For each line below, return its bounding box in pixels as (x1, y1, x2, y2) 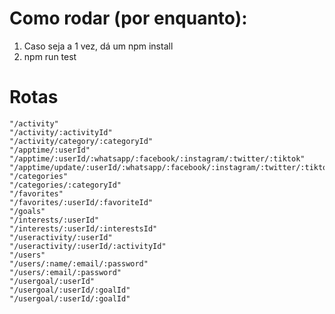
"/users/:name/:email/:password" (9, 258, 149, 269)
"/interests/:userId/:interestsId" (9, 223, 158, 234)
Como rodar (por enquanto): (9, 7, 248, 30)
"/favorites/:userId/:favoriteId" (9, 197, 154, 207)
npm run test (23, 50, 77, 62)
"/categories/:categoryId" (9, 180, 122, 190)
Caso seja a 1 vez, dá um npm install (23, 40, 174, 52)
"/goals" (9, 206, 46, 216)
